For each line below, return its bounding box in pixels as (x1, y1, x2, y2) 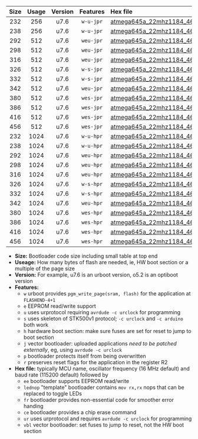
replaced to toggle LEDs (23, 390, 82, 397)
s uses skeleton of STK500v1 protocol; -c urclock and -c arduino (23, 315, 184, 322)
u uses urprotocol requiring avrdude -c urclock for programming (23, 309, 181, 315)
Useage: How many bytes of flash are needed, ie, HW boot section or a (14, 259, 189, 265)
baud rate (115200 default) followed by (14, 371, 108, 378)
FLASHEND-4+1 (23, 297, 56, 303)
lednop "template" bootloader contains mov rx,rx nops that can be (23, 384, 184, 391)
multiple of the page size (14, 265, 75, 272)
